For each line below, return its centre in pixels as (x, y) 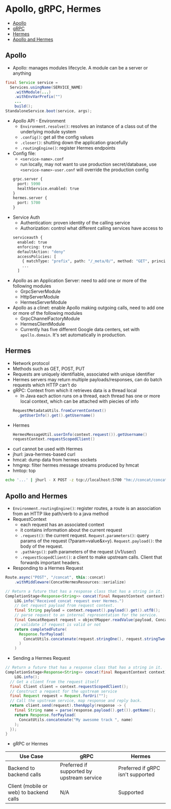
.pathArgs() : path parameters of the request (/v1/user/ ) (78, 552)
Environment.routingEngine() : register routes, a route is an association (87, 508)
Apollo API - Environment (39, 121)
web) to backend (28, 793)
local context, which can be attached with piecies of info (79, 401)
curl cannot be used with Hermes (48, 449)
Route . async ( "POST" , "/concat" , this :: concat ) (55, 577)
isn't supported (136, 775)
